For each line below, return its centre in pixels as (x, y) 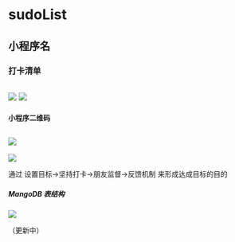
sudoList (38, 15)
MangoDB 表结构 (37, 193)
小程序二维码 (29, 118)
